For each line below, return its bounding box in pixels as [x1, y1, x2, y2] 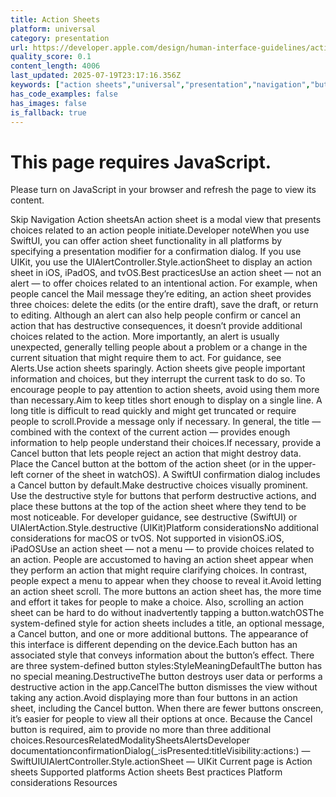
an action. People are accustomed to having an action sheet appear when [10, 554, 314, 566]
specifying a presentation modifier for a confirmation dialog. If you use [10, 246, 302, 258]
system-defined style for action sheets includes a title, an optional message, [10, 617, 325, 630]
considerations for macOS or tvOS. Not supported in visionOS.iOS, [10, 532, 285, 545]
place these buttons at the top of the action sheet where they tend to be [10, 501, 307, 513]
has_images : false [10, 98, 87, 108]
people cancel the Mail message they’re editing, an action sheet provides [10, 288, 312, 300]
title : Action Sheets [10, 14, 101, 25]
